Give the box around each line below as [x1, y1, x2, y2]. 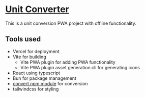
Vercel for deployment [12, 48, 60, 54]
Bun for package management [12, 75, 76, 81]
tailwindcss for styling [12, 86, 59, 92]
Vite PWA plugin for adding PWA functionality [20, 59, 115, 65]
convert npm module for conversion [12, 80, 88, 86]
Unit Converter [5, 4, 70, 15]
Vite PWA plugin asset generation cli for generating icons [20, 64, 140, 70]
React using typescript [12, 70, 60, 76]
